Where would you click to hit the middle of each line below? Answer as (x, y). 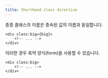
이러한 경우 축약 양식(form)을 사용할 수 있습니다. (52, 52)
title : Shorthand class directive (41, 10)
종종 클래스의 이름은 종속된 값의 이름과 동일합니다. (54, 24)
